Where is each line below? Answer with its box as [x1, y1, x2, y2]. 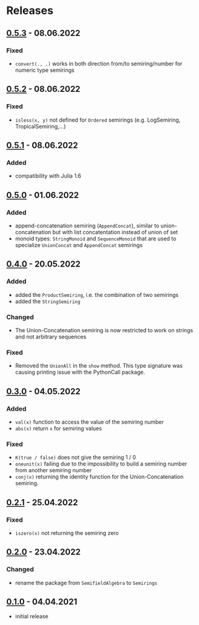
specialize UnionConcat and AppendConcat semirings [15, 241, 143, 248]
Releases [6, 4, 53, 18]
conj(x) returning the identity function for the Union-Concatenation [15, 473, 184, 481]
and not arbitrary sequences [15, 333, 87, 340]
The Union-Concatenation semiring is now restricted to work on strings [15, 326, 194, 333]
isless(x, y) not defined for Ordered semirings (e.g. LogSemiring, [15, 116, 181, 124]
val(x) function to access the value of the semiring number [15, 418, 164, 425]
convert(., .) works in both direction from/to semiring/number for [15, 60, 183, 67]
